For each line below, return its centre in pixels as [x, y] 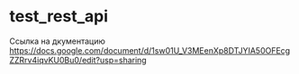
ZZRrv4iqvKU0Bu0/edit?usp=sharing [78, 60]
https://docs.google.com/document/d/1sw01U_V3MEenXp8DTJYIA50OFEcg [150, 50]
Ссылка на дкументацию [58, 41]
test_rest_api [59, 16]
